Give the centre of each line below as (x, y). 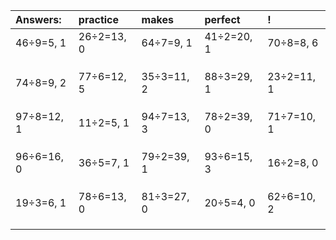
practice (99, 19)
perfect (222, 19)
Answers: (38, 19)
